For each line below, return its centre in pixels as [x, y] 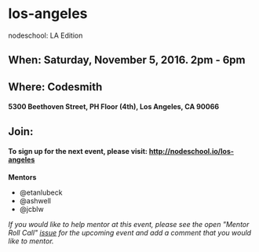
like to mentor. [31, 241]
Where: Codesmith [55, 87]
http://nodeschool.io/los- [191, 152]
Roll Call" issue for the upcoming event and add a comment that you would [130, 232]
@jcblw [32, 209]
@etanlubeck [41, 192]
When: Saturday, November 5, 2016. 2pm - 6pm [127, 60]
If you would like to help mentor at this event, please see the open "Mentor [129, 224]
